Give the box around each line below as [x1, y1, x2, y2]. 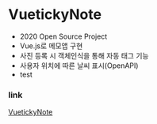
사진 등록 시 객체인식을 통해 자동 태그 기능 [19, 51, 149, 60]
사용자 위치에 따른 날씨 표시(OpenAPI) [19, 61, 139, 70]
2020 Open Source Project [19, 32, 108, 41]
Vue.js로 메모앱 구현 [19, 41, 83, 51]
